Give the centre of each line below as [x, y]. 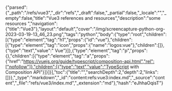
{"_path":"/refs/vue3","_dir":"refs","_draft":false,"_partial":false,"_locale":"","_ [86, 13]
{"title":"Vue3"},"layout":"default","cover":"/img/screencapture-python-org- [85, 29]
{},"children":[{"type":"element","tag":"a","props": [58, 56]
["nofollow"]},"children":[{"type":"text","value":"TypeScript [67, 67]
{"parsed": [17, 7]
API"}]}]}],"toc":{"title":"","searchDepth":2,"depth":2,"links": [96, 72]
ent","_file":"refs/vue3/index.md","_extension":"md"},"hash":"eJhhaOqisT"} [84, 83]
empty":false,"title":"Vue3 [33, 18]
